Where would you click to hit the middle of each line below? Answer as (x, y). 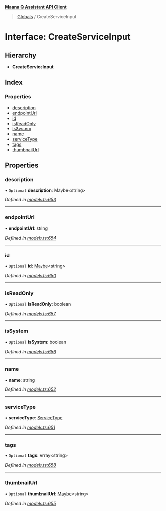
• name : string (20, 380)
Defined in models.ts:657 (31, 314)
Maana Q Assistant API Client (36, 7)
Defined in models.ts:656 (31, 351)
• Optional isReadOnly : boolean (38, 304)
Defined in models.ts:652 (31, 389)
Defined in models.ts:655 (31, 503)
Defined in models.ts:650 (31, 275)
